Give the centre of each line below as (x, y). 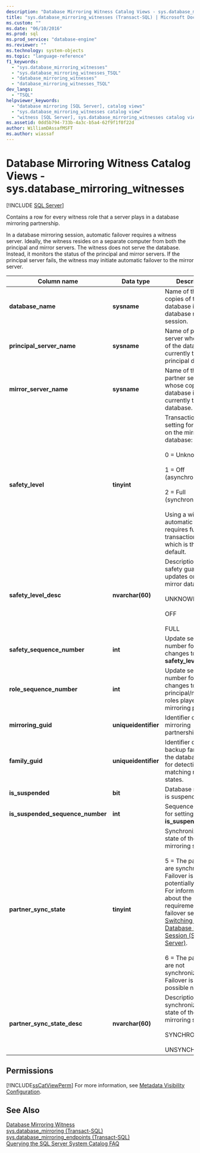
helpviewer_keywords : (33, 100)
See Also (23, 1110)
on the (174, 432)
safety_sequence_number (47, 650)
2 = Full (175, 492)
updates (176, 576)
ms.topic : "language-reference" (46, 56)
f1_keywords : (22, 62)
